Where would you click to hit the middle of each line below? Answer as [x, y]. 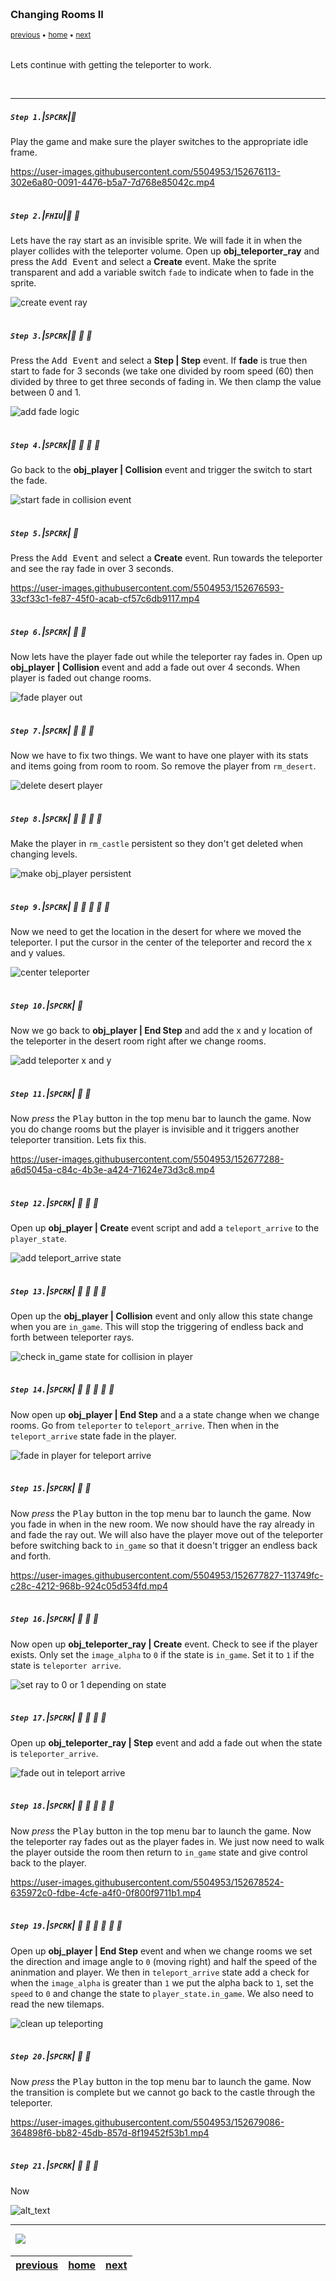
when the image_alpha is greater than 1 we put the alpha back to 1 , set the [162, 1982]
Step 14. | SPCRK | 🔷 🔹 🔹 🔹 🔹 [62, 1389]
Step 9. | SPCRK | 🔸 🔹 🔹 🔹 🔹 [60, 906]
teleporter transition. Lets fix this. [78, 1139]
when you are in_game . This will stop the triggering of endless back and [157, 1326]
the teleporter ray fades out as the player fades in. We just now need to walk [167, 1841]
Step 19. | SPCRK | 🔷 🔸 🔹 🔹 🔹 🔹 [66, 1926]
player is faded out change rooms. [81, 678]
